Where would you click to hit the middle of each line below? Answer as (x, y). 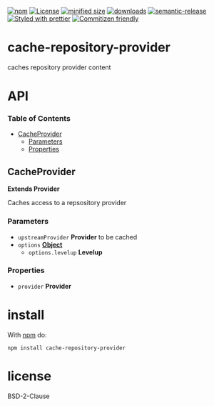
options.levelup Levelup (65, 252)
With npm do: (27, 335)
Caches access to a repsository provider (67, 203)
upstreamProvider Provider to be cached (77, 237)
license (30, 376)
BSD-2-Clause (29, 396)
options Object (40, 244)
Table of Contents (39, 119)
